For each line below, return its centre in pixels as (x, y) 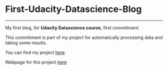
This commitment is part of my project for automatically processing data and (84, 37)
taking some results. (26, 42)
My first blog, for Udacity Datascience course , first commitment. (72, 27)
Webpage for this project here (36, 62)
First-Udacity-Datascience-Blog (73, 9)
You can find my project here (35, 52)
